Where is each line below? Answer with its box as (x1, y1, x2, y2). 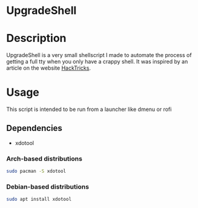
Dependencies (6, 123, 62, 133)
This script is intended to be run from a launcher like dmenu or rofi (6, 106, 172, 113)
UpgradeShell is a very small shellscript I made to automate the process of (6, 52, 192, 59)
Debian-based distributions (6, 183, 90, 191)
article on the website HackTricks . (6, 64, 91, 72)
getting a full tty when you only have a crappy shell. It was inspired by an (6, 58, 188, 65)
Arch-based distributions (6, 154, 83, 163)
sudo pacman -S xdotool (6, 168, 67, 175)
